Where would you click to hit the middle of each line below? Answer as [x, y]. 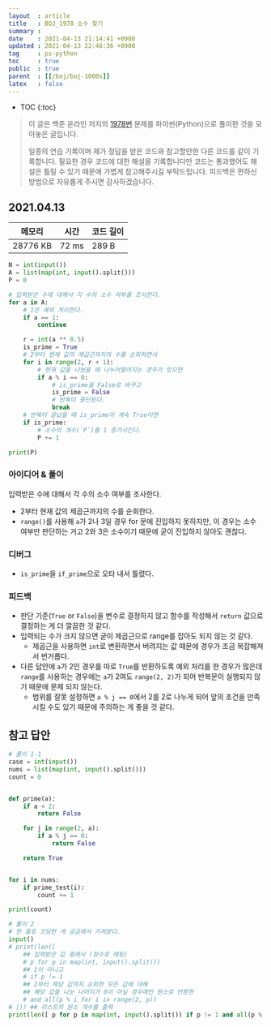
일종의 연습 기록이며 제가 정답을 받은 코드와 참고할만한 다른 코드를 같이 [139, 151]
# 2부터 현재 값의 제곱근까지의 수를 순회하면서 [90, 355]
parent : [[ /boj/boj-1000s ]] [59, 76]
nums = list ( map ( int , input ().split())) [78, 769]
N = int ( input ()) [38, 265]
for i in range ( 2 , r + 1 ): [68, 362]
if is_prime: [45, 423]
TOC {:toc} [38, 107]
